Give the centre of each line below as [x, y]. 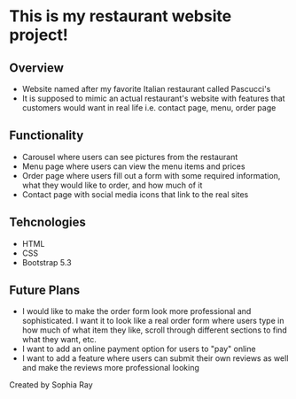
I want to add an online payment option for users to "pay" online [139, 349]
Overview [37, 68]
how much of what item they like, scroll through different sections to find [155, 330]
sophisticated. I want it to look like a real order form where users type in [153, 321]
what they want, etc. [59, 340]
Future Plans [45, 291]
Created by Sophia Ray [51, 385]
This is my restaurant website [121, 16]
